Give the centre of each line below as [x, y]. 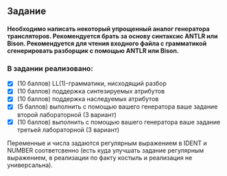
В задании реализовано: [50, 68]
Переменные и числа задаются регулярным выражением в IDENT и [107, 143]
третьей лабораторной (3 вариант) [68, 129]
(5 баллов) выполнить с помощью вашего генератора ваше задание [117, 107]
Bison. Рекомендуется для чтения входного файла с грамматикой [107, 43]
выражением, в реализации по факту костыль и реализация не [100, 157]
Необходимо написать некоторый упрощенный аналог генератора [109, 29]
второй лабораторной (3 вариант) [67, 114]
